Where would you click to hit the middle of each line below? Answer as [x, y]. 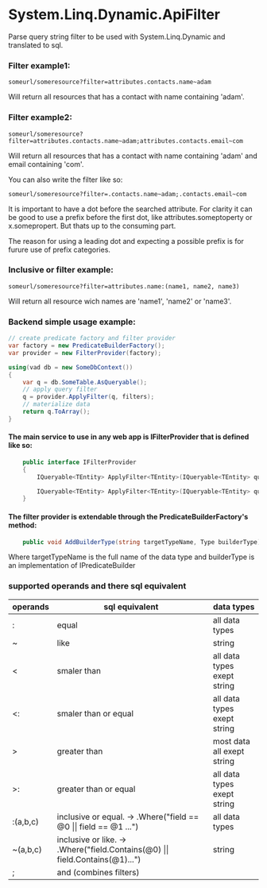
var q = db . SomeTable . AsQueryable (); [85, 382]
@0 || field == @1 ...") [98, 826]
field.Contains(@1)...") [99, 859]
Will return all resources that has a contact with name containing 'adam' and [133, 156]
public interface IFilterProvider [79, 462]
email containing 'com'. [46, 164]
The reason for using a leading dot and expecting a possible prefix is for [126, 241]
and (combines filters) [98, 872]
